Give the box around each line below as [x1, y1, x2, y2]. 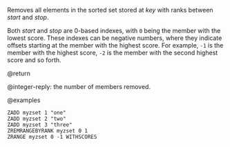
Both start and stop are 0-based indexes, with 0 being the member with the [7, 27, 221, 35]
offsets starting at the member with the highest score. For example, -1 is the [7, 41, 224, 49]
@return [7, 69, 31, 77]
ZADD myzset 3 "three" [7, 121, 73, 128]
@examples [7, 96, 41, 104]
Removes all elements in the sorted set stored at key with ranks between [7, 6, 213, 14]
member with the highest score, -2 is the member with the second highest [7, 48, 218, 57]
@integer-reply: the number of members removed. [7, 83, 151, 90]
